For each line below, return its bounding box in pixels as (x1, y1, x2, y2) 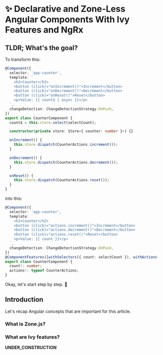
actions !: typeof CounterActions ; (9, 268, 79, 273)
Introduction (5, 295, 44, 304)
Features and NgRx (5, 24, 83, 35)
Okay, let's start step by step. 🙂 (5, 282, 68, 287)
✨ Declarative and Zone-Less (5, 3, 126, 15)
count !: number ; (9, 264, 42, 269)
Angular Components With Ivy (5, 14, 130, 25)
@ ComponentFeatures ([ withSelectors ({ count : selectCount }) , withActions (5, 254, 158, 259)
